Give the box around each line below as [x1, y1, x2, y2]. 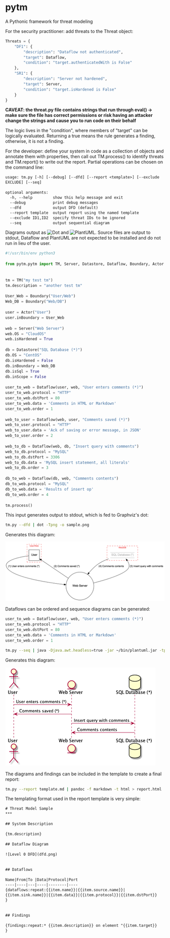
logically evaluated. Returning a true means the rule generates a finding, [5, 133, 156, 139]
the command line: [5, 164, 44, 170]
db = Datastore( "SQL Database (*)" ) [5, 347, 82, 352]
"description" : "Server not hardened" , [23, 76, 108, 81]
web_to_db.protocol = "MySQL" [5, 449, 69, 454]
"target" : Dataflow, [23, 55, 67, 60]
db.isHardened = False [5, 358, 53, 363]
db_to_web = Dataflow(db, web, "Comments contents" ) [5, 476, 119, 481]
